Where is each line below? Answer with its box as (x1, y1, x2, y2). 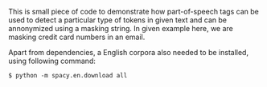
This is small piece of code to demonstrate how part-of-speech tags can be (8, 7, 259, 16)
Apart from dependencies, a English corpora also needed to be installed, (8, 48, 249, 57)
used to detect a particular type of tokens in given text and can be (8, 15, 228, 25)
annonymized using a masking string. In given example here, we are (8, 24, 233, 33)
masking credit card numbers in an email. (8, 32, 146, 42)
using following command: (8, 56, 97, 65)
